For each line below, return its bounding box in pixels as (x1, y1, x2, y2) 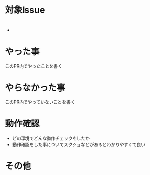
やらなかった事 (5, 82, 66, 93)
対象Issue (5, 4, 45, 16)
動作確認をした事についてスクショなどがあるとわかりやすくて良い (12, 142, 146, 148)
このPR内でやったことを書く (5, 63, 62, 69)
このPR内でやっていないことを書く (5, 99, 75, 105)
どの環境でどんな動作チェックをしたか (12, 135, 90, 141)
